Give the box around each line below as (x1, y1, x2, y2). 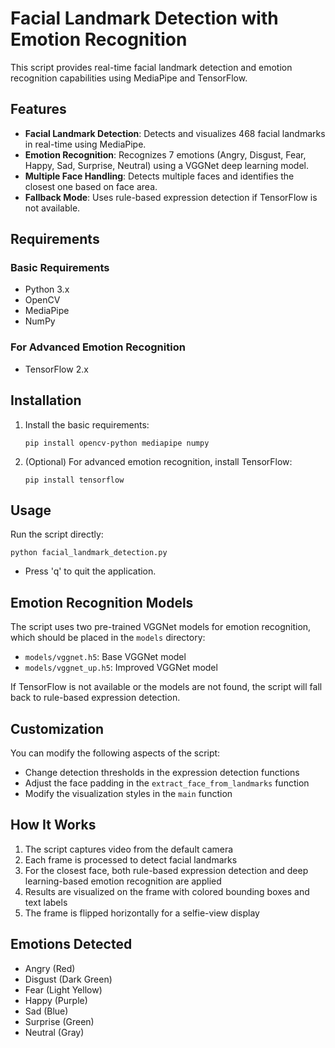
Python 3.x (24, 283, 70, 296)
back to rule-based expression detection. (10, 692, 181, 704)
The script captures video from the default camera (24, 843, 234, 855)
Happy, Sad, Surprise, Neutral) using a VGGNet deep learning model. (24, 159, 309, 171)
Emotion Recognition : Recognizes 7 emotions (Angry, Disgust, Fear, (24, 148, 307, 161)
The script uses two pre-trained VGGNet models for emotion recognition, (10, 621, 312, 633)
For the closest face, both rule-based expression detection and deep (24, 864, 309, 876)
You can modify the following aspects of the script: (10, 747, 221, 759)
